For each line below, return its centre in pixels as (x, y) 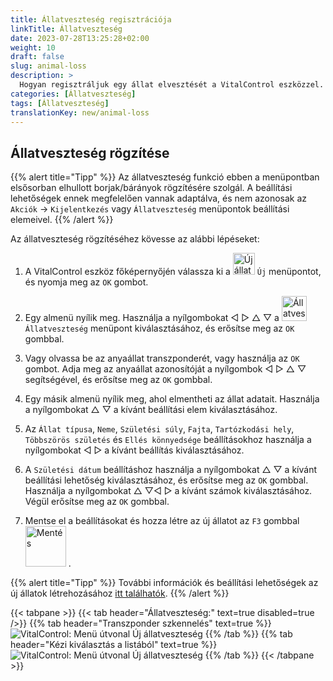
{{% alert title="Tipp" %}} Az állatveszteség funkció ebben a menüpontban (165, 177)
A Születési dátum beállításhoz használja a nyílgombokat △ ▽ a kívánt (170, 470)
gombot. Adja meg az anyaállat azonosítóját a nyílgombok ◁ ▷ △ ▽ (165, 369)
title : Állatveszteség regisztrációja (91, 19)
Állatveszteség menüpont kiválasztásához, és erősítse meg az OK (159, 328)
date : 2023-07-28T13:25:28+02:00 (80, 38)
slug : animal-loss (48, 66)
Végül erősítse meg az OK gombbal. (97, 502)
